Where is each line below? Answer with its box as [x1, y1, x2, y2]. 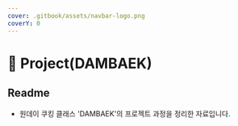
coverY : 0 [7, 19, 41, 27]
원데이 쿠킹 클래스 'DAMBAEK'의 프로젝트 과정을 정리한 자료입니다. [19, 108, 231, 118]
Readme [7, 86, 50, 100]
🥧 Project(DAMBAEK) [7, 54, 152, 73]
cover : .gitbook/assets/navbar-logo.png [7, 11, 146, 20]
